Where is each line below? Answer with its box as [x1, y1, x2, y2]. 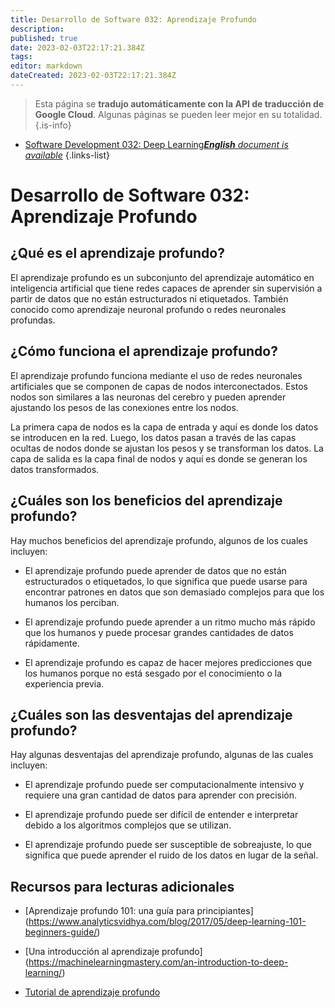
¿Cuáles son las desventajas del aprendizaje [10, 706, 293, 723]
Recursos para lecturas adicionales [10, 878, 235, 895]
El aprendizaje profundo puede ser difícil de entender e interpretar [24, 809, 299, 821]
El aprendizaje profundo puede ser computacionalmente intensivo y [24, 779, 305, 791]
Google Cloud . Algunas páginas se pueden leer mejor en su [34, 108, 282, 120]
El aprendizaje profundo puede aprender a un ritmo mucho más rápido [24, 616, 316, 628]
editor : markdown [10, 61, 83, 71]
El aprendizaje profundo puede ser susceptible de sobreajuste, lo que [24, 839, 312, 851]
